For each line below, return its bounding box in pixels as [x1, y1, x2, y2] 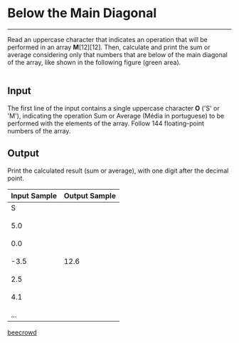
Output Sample [63, 190, 116, 200]
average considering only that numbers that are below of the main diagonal [7, 50, 228, 58]
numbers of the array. [7, 126, 71, 135]
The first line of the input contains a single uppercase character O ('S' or [7, 103, 220, 112]
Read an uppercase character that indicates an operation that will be [7, 35, 208, 43]
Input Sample [11, 190, 57, 200]
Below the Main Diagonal [7, 5, 157, 21]
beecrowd [7, 328, 37, 337]
